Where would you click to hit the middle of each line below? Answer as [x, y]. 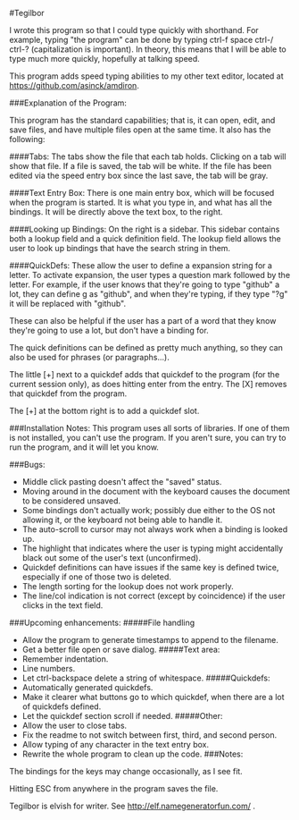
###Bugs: [28, 465]
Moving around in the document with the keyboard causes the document [156, 491]
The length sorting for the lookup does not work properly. [128, 586]
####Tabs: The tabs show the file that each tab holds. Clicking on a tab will [148, 156]
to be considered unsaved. [71, 501]
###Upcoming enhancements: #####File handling [102, 622]
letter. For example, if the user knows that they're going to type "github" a [145, 284]
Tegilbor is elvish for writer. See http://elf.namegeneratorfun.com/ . [133, 806]
